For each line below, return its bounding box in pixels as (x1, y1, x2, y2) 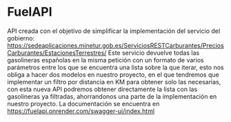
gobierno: (7, 34, 35, 42)
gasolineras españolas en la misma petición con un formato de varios (7, 56, 205, 64)
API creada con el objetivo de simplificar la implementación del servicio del (7, 27, 221, 35)
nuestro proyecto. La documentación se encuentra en (7, 99, 160, 108)
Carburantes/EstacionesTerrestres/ (7, 49, 107, 57)
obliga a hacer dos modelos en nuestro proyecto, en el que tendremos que (7, 70, 219, 79)
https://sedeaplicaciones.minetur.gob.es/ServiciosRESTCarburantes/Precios (7, 41, 224, 49)
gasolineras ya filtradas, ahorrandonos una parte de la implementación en (7, 92, 217, 100)
